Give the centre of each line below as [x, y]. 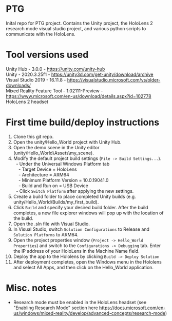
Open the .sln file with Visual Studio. [52, 224]
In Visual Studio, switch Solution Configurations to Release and [81, 229]
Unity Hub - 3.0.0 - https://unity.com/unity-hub [55, 69]
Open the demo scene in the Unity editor [56, 147]
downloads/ [18, 85]
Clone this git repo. [33, 136]
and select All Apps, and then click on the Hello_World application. [83, 267]
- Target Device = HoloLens [47, 169]
